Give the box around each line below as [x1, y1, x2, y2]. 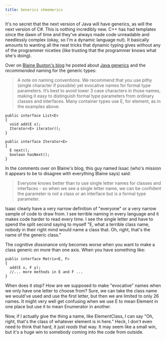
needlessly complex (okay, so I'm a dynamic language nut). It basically [5, 37, 150, 43]
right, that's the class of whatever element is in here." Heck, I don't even [5, 318, 153, 324]
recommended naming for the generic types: [5, 68, 97, 73]
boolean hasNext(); [9, 152, 50, 157]
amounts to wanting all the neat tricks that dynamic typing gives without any [5, 42, 161, 48]
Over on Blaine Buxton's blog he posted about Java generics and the [5, 62, 146, 68]
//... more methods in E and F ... [9, 269, 83, 274]
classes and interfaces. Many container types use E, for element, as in [17, 98, 161, 104]
